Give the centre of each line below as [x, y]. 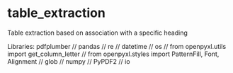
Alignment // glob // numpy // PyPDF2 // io [69, 61]
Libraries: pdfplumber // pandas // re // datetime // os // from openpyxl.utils [117, 46]
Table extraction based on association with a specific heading [97, 33]
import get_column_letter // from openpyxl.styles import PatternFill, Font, [113, 54]
